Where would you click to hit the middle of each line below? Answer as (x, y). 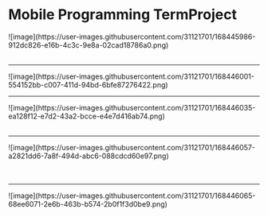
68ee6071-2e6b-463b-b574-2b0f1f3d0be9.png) (88, 203)
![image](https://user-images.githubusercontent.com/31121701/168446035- (132, 107)
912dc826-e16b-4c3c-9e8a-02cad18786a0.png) (89, 45)
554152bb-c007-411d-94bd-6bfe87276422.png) (89, 84)
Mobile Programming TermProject (123, 15)
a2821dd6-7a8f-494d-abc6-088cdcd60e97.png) (89, 156)
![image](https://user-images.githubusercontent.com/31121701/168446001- (132, 76)
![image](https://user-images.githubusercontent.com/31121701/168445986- (132, 37)
